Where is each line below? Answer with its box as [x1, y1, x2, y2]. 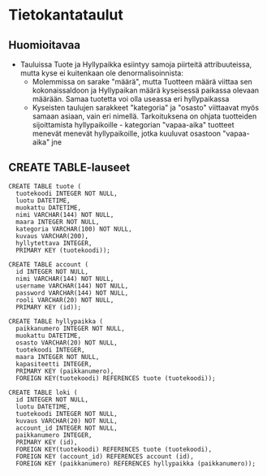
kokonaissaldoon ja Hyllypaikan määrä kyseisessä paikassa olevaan [32, 85, 260, 95]
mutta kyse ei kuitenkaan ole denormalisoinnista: [19, 68, 184, 78]
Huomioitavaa [8, 38, 81, 52]
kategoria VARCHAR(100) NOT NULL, [15, 225, 132, 233]
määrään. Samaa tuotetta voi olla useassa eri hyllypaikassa [32, 94, 230, 103]
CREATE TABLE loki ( [8, 388, 79, 396]
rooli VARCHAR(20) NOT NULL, [15, 296, 114, 304]
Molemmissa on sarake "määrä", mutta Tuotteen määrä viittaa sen [32, 77, 253, 86]
